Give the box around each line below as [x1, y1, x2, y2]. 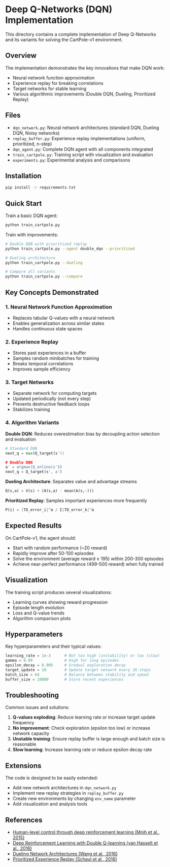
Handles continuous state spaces [12, 325, 83, 331]
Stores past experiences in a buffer [12, 350, 86, 356]
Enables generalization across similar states [12, 320, 105, 326]
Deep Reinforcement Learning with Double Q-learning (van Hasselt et [12, 840, 158, 846]
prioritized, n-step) [12, 141, 52, 147]
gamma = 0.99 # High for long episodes [5, 658, 119, 663]
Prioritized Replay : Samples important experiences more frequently [5, 498, 147, 504]
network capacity [12, 730, 50, 736]
